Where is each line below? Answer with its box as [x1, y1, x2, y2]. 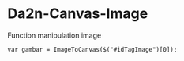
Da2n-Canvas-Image [7, 5, 148, 23]
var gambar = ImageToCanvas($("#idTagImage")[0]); [7, 45, 178, 53]
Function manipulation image [7, 30, 102, 40]
